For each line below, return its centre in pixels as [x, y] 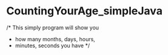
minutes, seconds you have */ [52, 45]
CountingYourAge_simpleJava [84, 11]
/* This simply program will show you [52, 27]
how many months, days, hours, [55, 39]
